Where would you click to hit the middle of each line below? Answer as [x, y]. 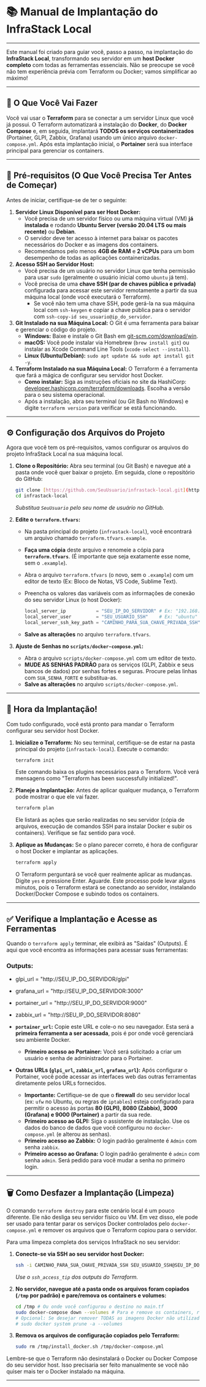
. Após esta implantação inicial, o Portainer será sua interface [115, 144]
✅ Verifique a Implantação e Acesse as [82, 919]
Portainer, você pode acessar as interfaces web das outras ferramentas [106, 1077]
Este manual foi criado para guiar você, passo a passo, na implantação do [100, 52]
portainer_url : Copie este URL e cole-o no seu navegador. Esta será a [105, 1027]
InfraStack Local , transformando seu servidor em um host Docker [90, 58]
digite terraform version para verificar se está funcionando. [101, 408]
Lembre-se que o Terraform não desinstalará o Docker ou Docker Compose [102, 1359]
